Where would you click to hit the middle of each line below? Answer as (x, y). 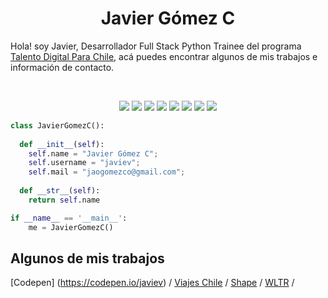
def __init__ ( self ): (62, 144)
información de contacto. (62, 67)
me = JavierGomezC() (71, 227)
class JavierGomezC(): (57, 125)
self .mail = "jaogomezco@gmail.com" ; (107, 172)
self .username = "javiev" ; (84, 163)
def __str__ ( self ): (60, 191)
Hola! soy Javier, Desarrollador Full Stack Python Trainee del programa (156, 46)
